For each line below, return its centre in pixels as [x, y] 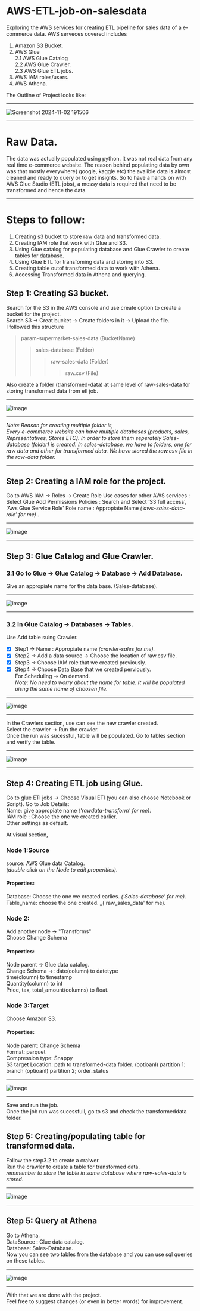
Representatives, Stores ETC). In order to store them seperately [84, 438]
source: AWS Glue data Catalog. [46, 863]
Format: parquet [26, 1051]
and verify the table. [31, 742]
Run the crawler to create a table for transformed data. [73, 1167]
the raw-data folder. [31, 457]
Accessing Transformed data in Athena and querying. [80, 274]
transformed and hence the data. [47, 190]
